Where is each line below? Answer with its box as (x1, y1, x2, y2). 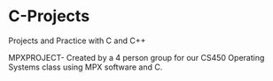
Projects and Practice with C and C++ (8, 35, 146, 46)
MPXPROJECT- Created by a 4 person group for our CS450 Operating (8, 52, 265, 63)
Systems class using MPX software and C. (8, 62, 163, 72)
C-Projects (8, 6, 90, 26)
